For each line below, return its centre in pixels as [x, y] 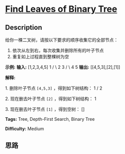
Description [24, 27]
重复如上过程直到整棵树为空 [41, 56]
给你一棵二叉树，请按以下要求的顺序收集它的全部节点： [62, 40]
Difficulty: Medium [25, 129]
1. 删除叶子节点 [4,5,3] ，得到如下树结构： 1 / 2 [54, 88]
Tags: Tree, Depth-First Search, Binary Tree [50, 119]
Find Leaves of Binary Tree [61, 9]
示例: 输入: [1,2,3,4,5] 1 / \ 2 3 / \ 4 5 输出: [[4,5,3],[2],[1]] [63, 67]
